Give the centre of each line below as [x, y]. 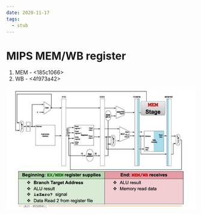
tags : [13, 19]
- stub [20, 25]
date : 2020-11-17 [28, 13]
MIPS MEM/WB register [66, 56]
